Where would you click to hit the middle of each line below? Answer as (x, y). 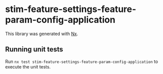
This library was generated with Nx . (42, 33)
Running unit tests (34, 49)
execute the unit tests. (28, 66)
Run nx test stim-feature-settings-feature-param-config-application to (82, 61)
